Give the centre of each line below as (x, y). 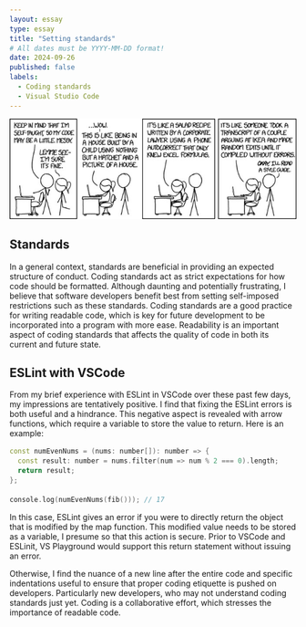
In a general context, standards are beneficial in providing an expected (142, 266)
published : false (42, 68)
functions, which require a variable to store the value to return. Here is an (147, 423)
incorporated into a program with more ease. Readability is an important (144, 325)
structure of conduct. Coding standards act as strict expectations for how (147, 276)
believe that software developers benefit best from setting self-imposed (144, 296)
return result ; (46, 471)
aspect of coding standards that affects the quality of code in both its (139, 334)
